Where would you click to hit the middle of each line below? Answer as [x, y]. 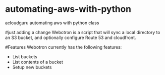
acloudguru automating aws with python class [52, 23]
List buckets [25, 56]
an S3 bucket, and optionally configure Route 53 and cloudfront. [71, 37]
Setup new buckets [32, 67]
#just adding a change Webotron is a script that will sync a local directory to [83, 32]
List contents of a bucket [38, 62]
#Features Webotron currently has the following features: [64, 47]
